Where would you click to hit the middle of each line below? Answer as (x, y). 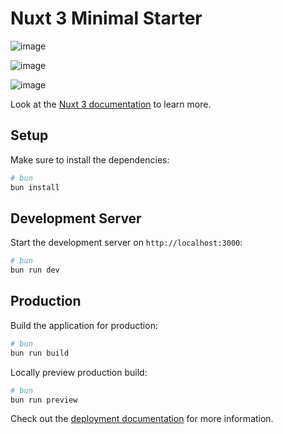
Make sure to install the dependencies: (90, 159)
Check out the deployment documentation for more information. (142, 419)
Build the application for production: (84, 325)
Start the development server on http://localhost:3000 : (126, 243)
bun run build (40, 353)
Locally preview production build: (79, 372)
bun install (35, 187)
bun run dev (35, 270)
